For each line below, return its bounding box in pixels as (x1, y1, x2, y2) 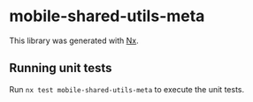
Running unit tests (9, 61, 112, 76)
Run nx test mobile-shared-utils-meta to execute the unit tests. (9, 84, 245, 94)
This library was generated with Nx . (9, 35, 139, 46)
